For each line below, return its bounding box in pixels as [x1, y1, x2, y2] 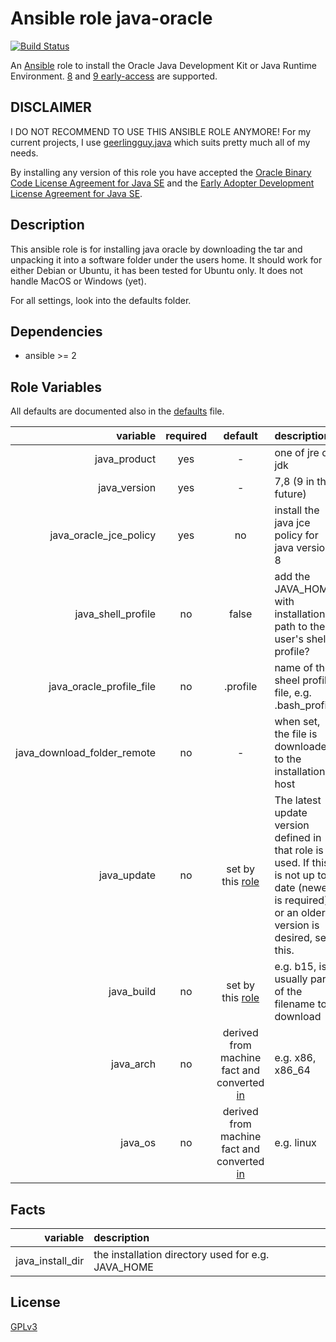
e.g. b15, [274, 960, 317, 974]
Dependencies [10, 323, 103, 340]
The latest [274, 793, 322, 807]
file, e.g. [274, 686, 312, 700]
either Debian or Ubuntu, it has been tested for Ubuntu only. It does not [10, 264, 303, 276]
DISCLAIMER [10, 99, 92, 116]
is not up [274, 868, 315, 882]
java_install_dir [15, 1254, 85, 1267]
